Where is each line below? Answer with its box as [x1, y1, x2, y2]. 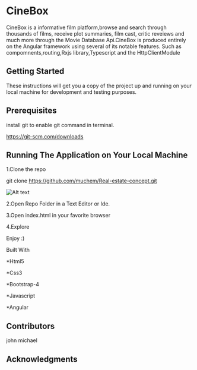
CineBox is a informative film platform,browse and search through [6, 24, 167, 31]
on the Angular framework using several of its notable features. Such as [6, 43, 182, 50]
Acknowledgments [6, 354, 78, 364]
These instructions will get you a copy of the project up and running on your [6, 82, 192, 89]
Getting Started [6, 67, 65, 77]
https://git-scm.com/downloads [6, 132, 84, 140]
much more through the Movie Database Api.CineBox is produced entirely [6, 36, 186, 43]
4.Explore [6, 223, 30, 230]
